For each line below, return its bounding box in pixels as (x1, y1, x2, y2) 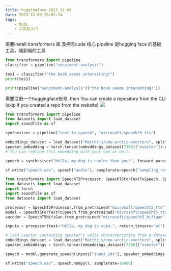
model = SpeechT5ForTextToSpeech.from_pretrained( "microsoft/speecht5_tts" (5, 210, 169, 215)
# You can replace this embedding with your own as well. (5, 149, 131, 154)
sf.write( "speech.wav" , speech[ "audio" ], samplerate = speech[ (5, 167, 138, 173)
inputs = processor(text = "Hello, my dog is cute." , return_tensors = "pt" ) (5, 224, 165, 229)
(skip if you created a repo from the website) (5, 102, 99, 108)
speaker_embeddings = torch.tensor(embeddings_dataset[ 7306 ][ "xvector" (5, 242, 160, 248)
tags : (5, 17, 17, 22)
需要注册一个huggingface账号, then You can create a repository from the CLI (5, 95, 166, 102)
